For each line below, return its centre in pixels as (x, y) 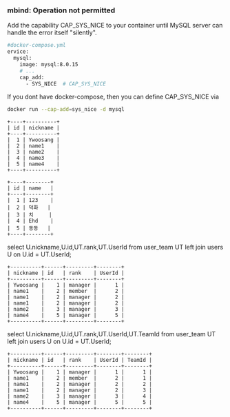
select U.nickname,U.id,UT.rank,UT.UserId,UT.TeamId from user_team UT (112, 334)
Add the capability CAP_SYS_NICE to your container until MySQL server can (115, 26)
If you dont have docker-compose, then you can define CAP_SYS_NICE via (113, 97)
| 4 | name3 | (33, 158)
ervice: (18, 52)
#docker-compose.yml (37, 45)
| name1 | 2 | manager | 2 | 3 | (80, 390)
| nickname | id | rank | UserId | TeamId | (80, 360)
